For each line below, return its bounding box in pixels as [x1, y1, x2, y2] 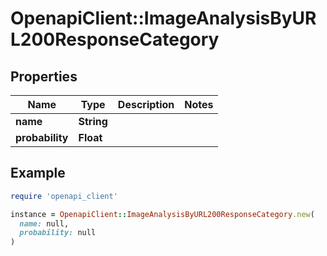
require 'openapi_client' [10, 191, 118, 201]
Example [10, 165, 66, 182]
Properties [10, 68, 78, 85]
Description [117, 98, 175, 111]
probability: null [19, 228, 97, 238]
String [78, 115, 108, 128]
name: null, [19, 218, 70, 229]
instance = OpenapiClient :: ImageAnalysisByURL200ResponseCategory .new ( [10, 209, 315, 219]
